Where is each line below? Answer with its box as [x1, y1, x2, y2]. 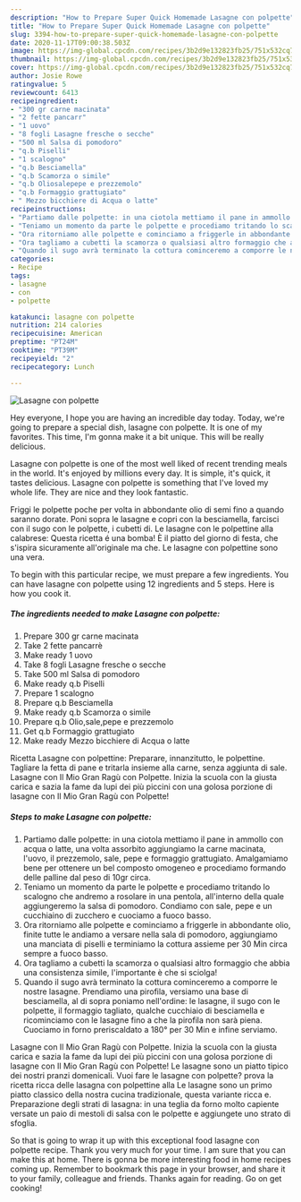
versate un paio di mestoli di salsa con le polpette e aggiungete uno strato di [10, 1108, 291, 1120]
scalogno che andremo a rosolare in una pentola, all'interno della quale [22, 891, 285, 902]
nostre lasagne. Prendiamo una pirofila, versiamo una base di [22, 986, 249, 997]
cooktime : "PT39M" [10, 346, 79, 355]
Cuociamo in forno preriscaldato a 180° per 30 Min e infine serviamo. [22, 1025, 278, 1035]
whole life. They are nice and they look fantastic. [10, 486, 189, 497]
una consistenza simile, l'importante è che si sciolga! [22, 967, 218, 978]
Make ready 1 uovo [22, 650, 93, 661]
